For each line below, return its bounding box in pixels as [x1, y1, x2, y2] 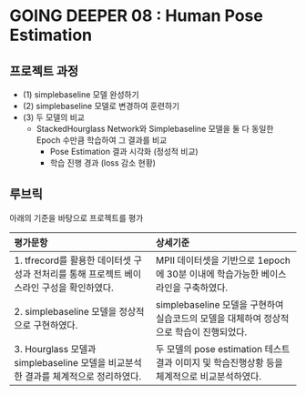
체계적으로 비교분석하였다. [155, 370, 262, 382]
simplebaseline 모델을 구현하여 [155, 298, 284, 310]
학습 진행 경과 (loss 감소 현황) [49, 157, 157, 168]
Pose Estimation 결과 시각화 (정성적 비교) [49, 147, 199, 157]
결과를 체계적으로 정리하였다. [25, 370, 142, 382]
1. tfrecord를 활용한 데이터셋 [14, 254, 132, 267]
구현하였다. [33, 319, 78, 331]
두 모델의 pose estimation [155, 342, 262, 355]
